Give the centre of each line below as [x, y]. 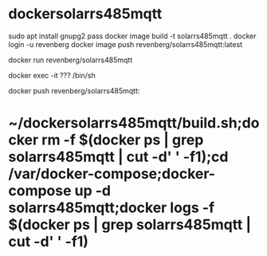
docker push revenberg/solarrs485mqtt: [74, 91]
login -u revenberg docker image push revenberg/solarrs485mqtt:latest [126, 44]
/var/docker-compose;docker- [112, 174]
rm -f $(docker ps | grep [122, 140]
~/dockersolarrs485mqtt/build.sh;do [134, 123]
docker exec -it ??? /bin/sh [52, 75]
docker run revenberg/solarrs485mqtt [71, 60]
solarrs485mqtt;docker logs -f [112, 208]
